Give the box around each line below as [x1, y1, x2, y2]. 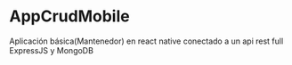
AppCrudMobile [9, 6, 131, 27]
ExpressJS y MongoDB [9, 45, 93, 55]
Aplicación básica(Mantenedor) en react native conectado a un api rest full [9, 36, 284, 46]
